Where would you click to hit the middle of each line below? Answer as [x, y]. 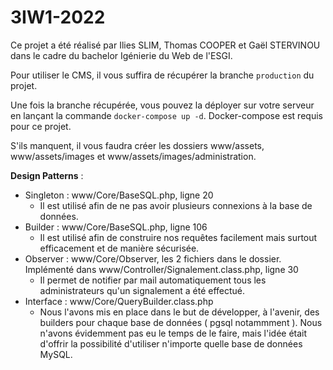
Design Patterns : [47, 175]
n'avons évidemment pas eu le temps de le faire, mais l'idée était [173, 333]
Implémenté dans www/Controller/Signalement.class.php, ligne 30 [161, 269]
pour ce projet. [41, 126]
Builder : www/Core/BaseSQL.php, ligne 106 [116, 227]
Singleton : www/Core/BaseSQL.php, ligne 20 [119, 195]
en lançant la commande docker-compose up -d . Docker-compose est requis [166, 115]
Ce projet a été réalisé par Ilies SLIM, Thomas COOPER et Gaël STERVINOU [165, 45]
